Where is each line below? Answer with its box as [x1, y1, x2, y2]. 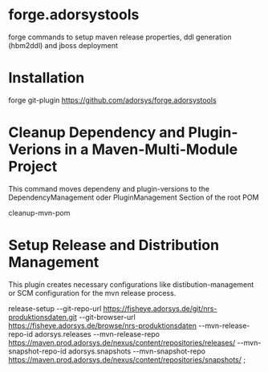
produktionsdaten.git [8, 312, 78, 321]
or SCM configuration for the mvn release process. [8, 288, 177, 297]
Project [8, 158, 58, 176]
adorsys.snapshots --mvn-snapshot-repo [67, 346, 206, 356]
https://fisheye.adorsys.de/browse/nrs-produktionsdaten [8, 321, 197, 330]
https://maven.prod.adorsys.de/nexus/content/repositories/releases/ [8, 338, 236, 347]
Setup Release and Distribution [8, 237, 219, 254]
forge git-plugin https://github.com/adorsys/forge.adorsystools [8, 95, 217, 105]
